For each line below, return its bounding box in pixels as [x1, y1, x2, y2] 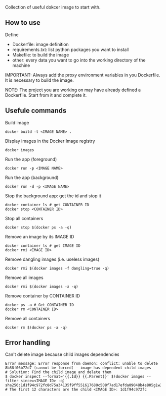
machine [12, 62, 31, 68]
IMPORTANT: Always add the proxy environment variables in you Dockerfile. [5, 72, 161, 78]
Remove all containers [5, 315, 50, 321]
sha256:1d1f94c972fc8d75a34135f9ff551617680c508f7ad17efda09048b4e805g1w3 [5, 383, 163, 388]
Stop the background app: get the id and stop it [5, 193, 101, 199]
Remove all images [5, 275, 43, 281]
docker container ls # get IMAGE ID [5, 243, 81, 248]
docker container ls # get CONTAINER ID [5, 202, 90, 207]
